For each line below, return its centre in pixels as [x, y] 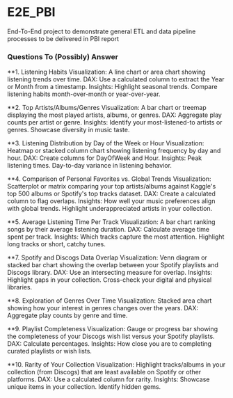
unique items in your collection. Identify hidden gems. [84, 387]
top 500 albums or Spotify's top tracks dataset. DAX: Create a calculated [111, 194]
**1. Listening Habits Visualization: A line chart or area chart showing [107, 72]
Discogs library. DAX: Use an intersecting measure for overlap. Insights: [110, 273]
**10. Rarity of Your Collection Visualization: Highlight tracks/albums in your [116, 365]
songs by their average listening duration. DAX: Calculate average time [109, 230]
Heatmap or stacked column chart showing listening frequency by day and [114, 151]
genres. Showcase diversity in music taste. [69, 130]
